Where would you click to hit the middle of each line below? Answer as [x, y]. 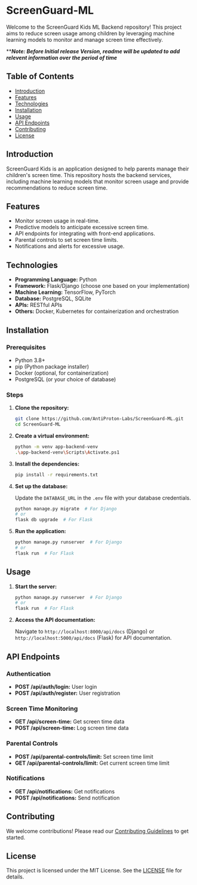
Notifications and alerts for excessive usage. [70, 247]
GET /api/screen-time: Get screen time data [70, 722]
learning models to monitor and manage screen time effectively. [84, 39]
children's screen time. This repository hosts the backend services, [89, 175]
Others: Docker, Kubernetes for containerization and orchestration [97, 311]
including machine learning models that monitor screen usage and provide [98, 181]
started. [16, 837]
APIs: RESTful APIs [39, 305]
